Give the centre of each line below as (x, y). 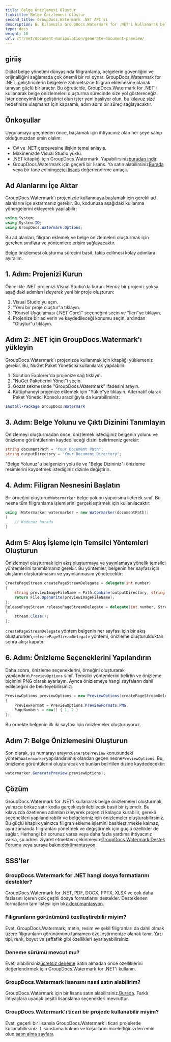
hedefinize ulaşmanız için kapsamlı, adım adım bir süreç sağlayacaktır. (79, 104)
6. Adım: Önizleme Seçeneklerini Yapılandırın (78, 658)
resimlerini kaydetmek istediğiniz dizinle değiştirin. (58, 469)
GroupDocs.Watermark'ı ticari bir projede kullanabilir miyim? (82, 1012)
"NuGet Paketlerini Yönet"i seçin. (47, 381)
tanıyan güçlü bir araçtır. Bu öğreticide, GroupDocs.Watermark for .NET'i (81, 88)
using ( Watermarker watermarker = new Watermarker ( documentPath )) (77, 512)
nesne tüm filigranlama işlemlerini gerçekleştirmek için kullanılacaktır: (78, 503)
